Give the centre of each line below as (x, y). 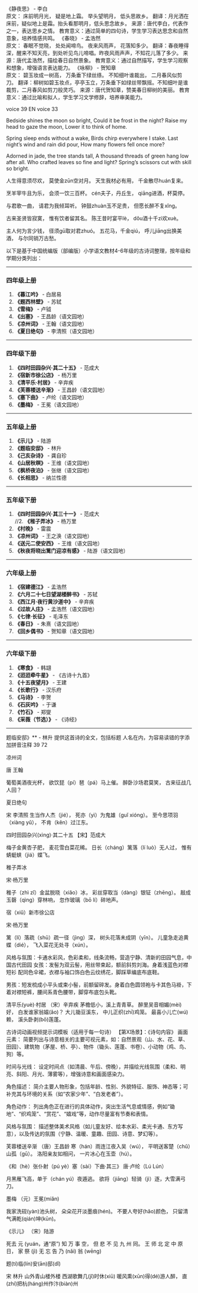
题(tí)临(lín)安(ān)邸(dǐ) (33, 1263)
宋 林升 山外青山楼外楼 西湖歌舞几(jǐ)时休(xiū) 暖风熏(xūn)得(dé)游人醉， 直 (97, 1276)
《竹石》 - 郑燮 (33, 712)
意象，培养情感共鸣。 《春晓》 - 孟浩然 (54, 38)
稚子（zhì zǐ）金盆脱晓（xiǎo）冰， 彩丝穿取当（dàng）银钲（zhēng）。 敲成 (98, 892)
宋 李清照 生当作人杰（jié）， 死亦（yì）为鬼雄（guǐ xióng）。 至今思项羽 (92, 815)
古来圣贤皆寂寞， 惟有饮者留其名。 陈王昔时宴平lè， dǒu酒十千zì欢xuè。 (94, 218)
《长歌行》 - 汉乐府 (38, 690)
